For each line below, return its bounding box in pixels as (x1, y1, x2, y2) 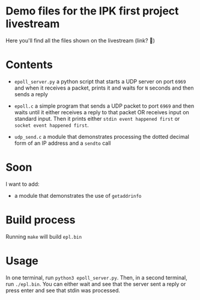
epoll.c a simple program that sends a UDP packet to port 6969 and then (14, 102, 195, 109)
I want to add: (5, 180, 40, 188)
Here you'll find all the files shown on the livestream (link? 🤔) (5, 37, 156, 44)
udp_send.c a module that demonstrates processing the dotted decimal (14, 133, 190, 140)
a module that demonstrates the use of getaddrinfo (14, 192, 142, 199)
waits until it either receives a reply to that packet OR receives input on (14, 108, 190, 115)
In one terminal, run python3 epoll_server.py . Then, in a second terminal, (5, 274, 187, 281)
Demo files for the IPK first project (5, 4, 179, 18)
